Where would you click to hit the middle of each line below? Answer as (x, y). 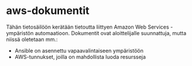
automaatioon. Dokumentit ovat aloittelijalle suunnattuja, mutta (110, 33)
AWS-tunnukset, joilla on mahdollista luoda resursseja (80, 57)
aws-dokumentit (48, 11)
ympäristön (20, 33)
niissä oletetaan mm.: (32, 39)
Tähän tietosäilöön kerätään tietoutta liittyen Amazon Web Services (88, 27)
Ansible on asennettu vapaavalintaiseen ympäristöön (79, 50)
